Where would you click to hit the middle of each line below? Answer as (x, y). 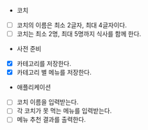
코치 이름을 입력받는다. (47, 102)
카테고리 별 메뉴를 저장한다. (54, 73)
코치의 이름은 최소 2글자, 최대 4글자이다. (72, 25)
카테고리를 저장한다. (44, 64)
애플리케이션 (34, 87)
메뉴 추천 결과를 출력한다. (51, 120)
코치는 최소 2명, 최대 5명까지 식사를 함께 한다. (79, 34)
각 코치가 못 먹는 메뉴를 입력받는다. (64, 111)
